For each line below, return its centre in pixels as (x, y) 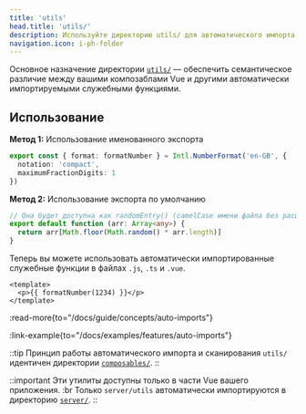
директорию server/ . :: (54, 400)
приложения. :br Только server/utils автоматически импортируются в (148, 390)
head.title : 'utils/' (51, 26)
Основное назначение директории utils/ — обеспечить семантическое (151, 69)
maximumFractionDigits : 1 (67, 173)
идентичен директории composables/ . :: (85, 363)
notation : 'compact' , (59, 164)
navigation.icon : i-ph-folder (67, 43)
